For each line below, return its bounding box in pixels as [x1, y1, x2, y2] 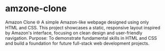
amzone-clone [5, 3, 67, 14]
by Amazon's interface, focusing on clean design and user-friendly [5, 30, 143, 36]
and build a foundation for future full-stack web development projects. [5, 40, 150, 46]
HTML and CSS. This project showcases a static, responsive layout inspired [5, 25, 161, 30]
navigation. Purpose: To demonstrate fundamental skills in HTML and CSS [5, 35, 157, 41]
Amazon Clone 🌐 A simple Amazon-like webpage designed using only [5, 19, 149, 25]
